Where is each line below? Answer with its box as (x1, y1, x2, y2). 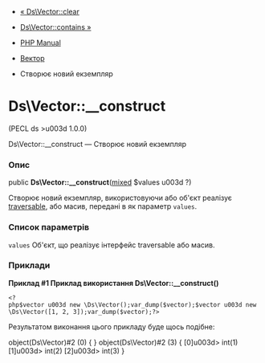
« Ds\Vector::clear (19, 7, 80, 16)
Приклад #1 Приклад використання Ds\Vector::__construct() (8, 278, 219, 288)
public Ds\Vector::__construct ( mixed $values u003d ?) (8, 177, 192, 187)
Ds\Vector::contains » (19, 22, 92, 31)
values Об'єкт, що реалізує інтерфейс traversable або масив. (8, 240, 215, 250)
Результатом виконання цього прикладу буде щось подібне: (8, 321, 215, 332)
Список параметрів (8, 222, 90, 233)
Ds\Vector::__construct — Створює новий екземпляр (8, 139, 187, 149)
